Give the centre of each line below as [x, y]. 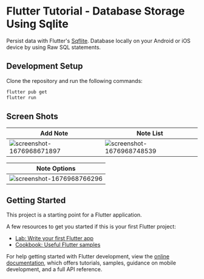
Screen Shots [32, 116]
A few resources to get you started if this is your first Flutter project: [91, 227]
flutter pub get [27, 92]
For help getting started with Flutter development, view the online [88, 257]
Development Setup [45, 66]
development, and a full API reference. [54, 269]
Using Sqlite [37, 24]
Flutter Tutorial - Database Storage [96, 11]
